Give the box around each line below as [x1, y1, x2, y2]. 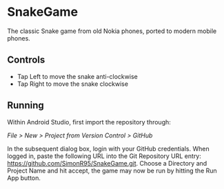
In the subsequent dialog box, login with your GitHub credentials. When [7, 144, 210, 153]
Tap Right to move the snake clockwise [17, 80, 129, 88]
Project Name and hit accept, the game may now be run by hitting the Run [7, 166, 217, 175]
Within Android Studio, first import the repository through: [7, 118, 171, 126]
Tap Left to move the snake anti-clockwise [17, 72, 138, 80]
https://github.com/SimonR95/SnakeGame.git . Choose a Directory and [7, 159, 207, 167]
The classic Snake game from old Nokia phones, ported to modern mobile [7, 27, 217, 35]
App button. [7, 173, 41, 182]
